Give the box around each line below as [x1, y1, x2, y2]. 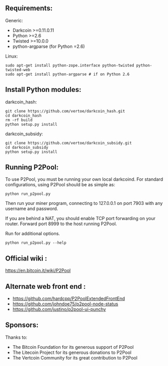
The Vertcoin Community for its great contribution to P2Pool [12, 354, 138, 360]
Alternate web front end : [5, 282, 86, 291]
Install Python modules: [5, 85, 82, 94]
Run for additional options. [5, 231, 61, 237]
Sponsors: [5, 321, 39, 330]
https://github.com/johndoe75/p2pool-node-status [12, 301, 119, 307]
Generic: [5, 17, 23, 23]
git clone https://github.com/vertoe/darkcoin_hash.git [5, 109, 125, 114]
